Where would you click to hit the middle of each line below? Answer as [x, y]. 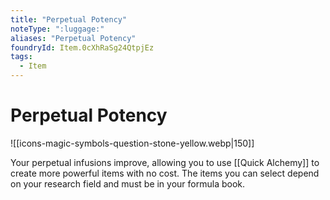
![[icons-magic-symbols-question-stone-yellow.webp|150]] [132, 143]
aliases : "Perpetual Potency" [73, 38]
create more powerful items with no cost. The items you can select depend [165, 173]
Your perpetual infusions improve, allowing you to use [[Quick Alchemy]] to [165, 162]
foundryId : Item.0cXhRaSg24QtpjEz [82, 47]
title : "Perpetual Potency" [69, 19]
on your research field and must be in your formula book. [128, 183]
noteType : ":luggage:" [57, 29]
